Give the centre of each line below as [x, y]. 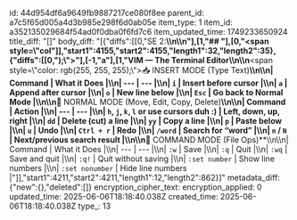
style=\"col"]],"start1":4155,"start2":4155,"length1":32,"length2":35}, [143, 51]
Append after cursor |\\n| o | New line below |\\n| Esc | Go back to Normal [146, 92]
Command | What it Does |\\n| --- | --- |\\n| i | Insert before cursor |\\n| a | [148, 83]
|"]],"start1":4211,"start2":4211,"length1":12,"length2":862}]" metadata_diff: [145, 178]
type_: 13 [95, 206]
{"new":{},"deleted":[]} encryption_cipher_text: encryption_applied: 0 [136, 187]
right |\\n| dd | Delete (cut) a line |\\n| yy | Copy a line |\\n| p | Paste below [146, 121]
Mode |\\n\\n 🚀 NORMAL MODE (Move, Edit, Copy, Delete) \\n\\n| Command [148, 102]
